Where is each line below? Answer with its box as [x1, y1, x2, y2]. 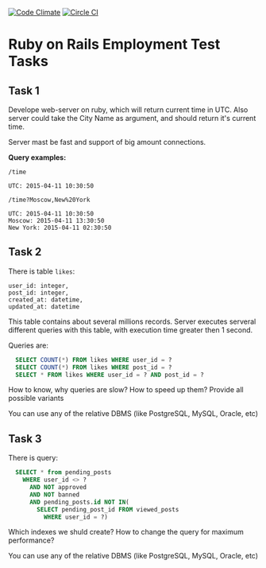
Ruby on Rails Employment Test [8, 36, 221, 53]
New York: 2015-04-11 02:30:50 [8, 224, 112, 231]
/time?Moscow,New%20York [8, 196, 91, 204]
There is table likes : [8, 266, 75, 276]
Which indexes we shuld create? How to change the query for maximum [8, 527, 245, 537]
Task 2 [8, 245, 42, 259]
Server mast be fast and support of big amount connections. [8, 138, 206, 146]
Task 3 [8, 432, 42, 445]
